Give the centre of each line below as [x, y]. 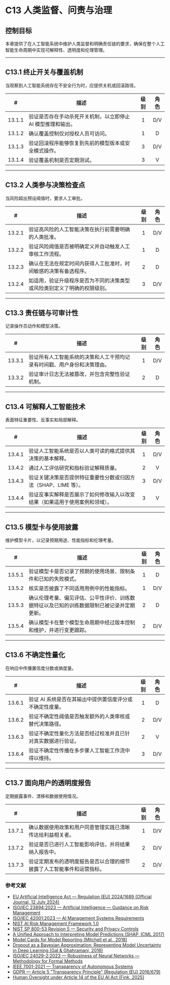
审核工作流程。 [47, 254]
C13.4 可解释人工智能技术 [45, 407]
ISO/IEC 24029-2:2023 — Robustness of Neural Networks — [76, 956]
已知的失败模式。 [59, 579]
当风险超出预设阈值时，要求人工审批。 [45, 198]
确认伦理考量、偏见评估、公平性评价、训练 [79, 598]
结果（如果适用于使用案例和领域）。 [71, 502]
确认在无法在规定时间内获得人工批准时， [77, 263]
